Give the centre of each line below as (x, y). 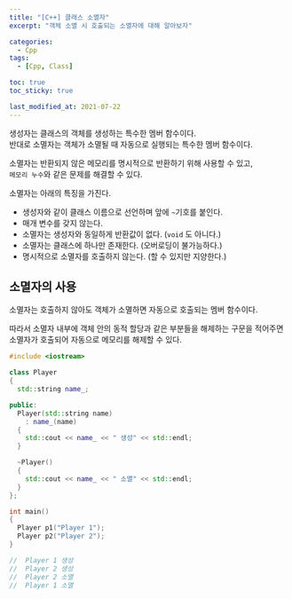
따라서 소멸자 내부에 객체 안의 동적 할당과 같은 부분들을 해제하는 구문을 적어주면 (146, 328)
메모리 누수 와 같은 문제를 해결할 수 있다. (76, 174)
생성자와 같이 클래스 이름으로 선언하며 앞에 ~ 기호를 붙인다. (122, 212)
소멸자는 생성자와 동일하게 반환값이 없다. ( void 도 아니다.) (122, 234)
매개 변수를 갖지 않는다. (63, 223)
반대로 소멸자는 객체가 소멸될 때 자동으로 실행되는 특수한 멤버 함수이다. (131, 144)
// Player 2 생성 (41, 569)
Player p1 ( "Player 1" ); (61, 528)
